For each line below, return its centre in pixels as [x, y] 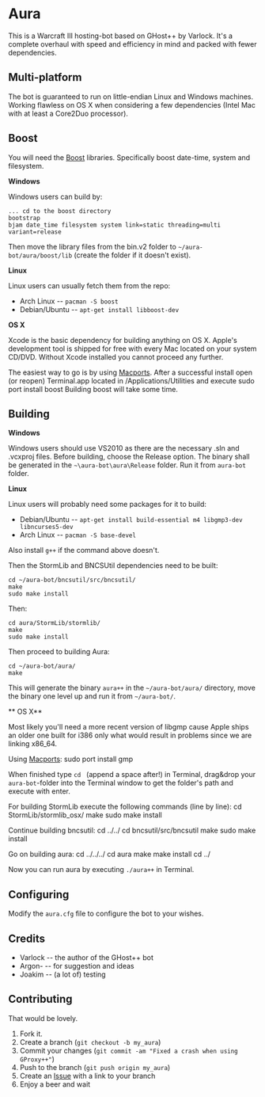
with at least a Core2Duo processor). [68, 113]
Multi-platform [45, 77]
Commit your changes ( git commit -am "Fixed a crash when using [129, 1050]
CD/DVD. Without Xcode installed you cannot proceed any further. [116, 356]
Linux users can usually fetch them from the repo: [89, 285]
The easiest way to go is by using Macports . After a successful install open [131, 372]
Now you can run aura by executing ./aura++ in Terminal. [101, 870]
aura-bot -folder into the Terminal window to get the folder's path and [121, 783]
